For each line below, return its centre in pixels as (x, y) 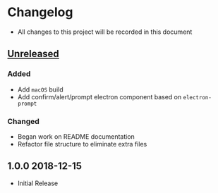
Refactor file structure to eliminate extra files (82, 144)
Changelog (40, 12)
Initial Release (38, 183)
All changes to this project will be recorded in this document (105, 32)
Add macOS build (40, 89)
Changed (24, 121)
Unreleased (34, 54)
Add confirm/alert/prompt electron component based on (99, 96)
